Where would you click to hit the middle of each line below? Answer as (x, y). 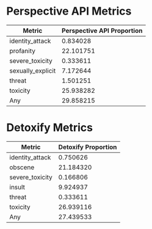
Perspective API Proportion (102, 31)
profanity (22, 51)
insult (17, 187)
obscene (22, 167)
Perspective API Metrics (69, 11)
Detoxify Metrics (50, 128)
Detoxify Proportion (88, 147)
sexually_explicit (33, 70)
